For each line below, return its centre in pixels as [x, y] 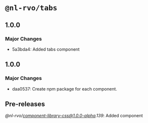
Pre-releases [25, 104]
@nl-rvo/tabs [31, 8]
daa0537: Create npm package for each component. [65, 89]
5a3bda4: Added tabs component [46, 49]
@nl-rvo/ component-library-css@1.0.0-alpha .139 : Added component [74, 116]
